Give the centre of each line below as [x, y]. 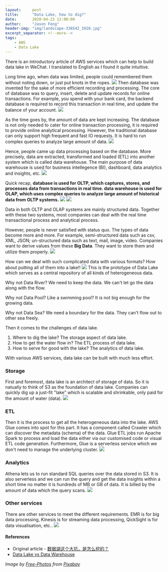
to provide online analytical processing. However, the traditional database [81, 130]
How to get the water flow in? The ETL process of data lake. [74, 342]
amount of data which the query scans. [46, 490]
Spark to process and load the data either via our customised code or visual [83, 438]
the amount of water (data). [34, 398]
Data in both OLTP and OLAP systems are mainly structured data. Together [82, 209]
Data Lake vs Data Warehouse [44, 554]
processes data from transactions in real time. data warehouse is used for [83, 188]
